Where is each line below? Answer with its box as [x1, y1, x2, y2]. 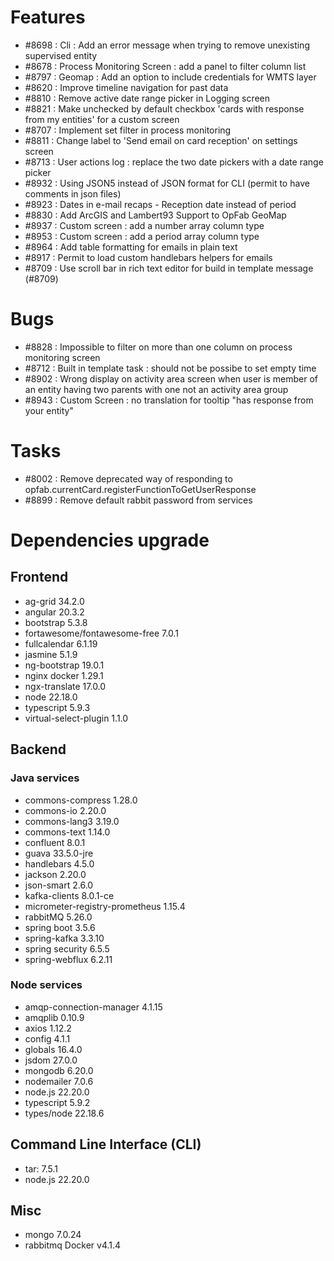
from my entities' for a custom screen [24, 113, 180, 125]
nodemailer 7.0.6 [24, 1075, 94, 1087]
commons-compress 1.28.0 [24, 794, 138, 806]
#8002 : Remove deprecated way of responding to [24, 472, 233, 485]
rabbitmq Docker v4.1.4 [24, 1239, 122, 1251]
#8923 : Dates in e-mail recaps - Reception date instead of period [24, 198, 297, 210]
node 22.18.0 [24, 691, 78, 703]
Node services [10, 978, 83, 992]
